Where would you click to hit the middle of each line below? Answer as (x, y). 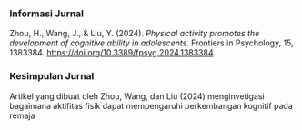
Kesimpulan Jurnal (52, 76)
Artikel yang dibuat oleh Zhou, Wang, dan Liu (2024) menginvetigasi (137, 96)
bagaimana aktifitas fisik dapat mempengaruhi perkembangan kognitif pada (151, 105)
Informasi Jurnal (47, 14)
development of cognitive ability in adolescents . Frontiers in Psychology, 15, (151, 43)
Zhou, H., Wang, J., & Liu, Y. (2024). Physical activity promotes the (135, 34)
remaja (22, 115)
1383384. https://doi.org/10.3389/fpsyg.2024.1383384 (111, 53)
